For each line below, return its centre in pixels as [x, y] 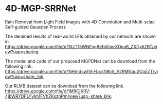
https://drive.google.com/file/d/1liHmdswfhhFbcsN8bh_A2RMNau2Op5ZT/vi [81, 71]
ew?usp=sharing [22, 52]
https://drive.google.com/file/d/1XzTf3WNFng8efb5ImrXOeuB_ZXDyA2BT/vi [81, 46]
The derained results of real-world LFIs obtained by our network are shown [80, 36]
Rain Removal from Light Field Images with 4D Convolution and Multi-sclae [80, 22]
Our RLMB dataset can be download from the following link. [65, 86]
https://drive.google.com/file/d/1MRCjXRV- [48, 91]
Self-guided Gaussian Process [36, 27]
